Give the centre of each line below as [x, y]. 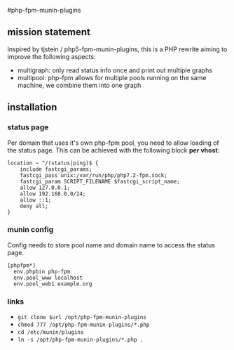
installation [32, 107]
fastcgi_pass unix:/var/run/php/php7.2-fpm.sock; [94, 175]
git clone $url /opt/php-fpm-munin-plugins [82, 318]
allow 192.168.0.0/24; [53, 194]
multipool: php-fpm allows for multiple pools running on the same [112, 77]
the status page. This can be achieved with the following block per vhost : [113, 150]
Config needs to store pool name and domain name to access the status [111, 245]
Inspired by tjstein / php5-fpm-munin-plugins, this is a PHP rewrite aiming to [117, 49]
